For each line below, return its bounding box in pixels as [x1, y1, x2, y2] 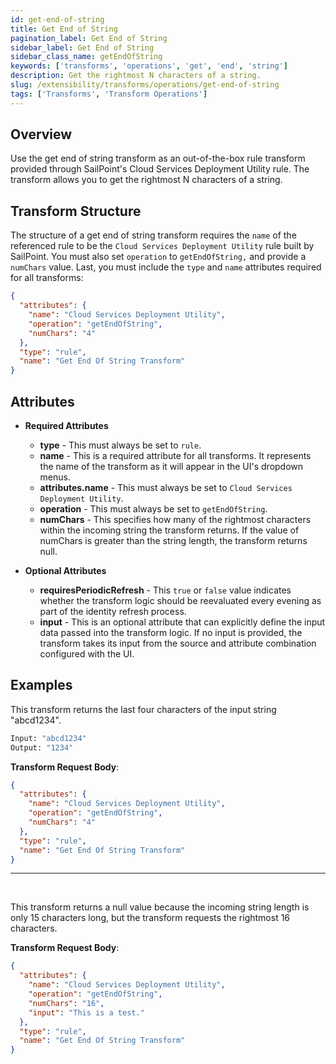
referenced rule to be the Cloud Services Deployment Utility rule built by [10, 240, 315, 252]
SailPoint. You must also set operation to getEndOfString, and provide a [10, 251, 307, 263]
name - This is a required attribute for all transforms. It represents [39, 449, 312, 461]
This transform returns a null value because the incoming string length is [10, 901, 310, 913]
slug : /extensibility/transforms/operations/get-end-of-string [10, 80, 280, 90]
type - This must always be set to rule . [39, 439, 202, 451]
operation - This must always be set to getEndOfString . [39, 502, 268, 515]
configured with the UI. [39, 647, 135, 660]
